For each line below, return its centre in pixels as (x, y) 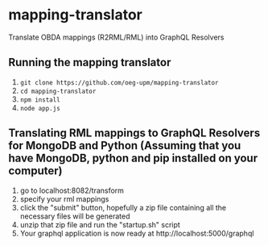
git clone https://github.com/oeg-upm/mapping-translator (119, 82)
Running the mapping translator (90, 63)
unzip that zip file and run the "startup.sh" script (100, 224)
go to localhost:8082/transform (72, 190)
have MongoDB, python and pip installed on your (133, 158)
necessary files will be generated (75, 216)
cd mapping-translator (58, 91)
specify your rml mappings (64, 198)
